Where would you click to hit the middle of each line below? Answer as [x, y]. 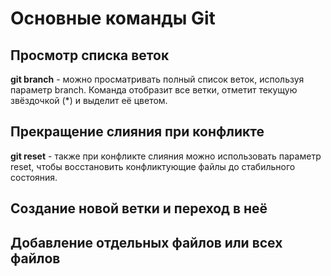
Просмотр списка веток [90, 55]
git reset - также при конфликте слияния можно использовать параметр [166, 156]
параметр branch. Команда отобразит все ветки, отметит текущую [154, 90]
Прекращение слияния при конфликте [137, 132]
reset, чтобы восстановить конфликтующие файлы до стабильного [153, 166]
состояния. [34, 177]
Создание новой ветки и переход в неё [139, 208]
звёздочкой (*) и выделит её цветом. [89, 100]
